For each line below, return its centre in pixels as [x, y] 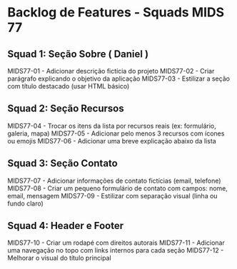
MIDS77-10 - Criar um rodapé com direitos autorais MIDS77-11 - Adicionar [116, 243]
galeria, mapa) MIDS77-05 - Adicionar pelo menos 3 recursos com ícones [116, 133]
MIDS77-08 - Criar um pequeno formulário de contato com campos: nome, [118, 188]
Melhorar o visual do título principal [60, 258]
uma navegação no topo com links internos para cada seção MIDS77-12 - [116, 250]
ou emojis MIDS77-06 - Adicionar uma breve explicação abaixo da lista [112, 141]
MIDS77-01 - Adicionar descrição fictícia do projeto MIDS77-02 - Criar [111, 71]
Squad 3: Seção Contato [62, 164]
